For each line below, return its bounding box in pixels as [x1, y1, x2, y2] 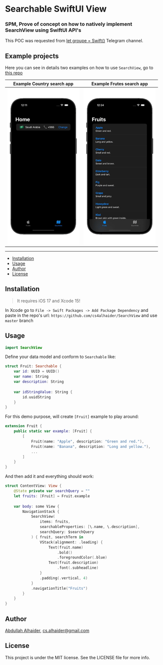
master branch [5, 317, 34, 324]
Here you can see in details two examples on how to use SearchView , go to [5, 65, 154, 71]
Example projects [5, 52, 59, 60]
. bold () [57, 550, 73, 555]
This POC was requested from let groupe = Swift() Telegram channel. [5, 38, 144, 44]
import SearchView [5, 345, 42, 350]
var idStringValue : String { [14, 390, 73, 394]
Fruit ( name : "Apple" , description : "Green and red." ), [31, 439, 145, 444]
